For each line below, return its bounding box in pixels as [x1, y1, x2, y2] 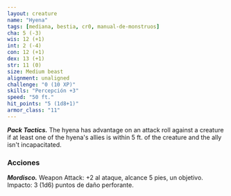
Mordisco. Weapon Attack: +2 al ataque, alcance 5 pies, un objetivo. [7, 174, 203, 182]
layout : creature [7, 10, 58, 17]
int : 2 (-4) [7, 42, 42, 49]
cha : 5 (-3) [7, 29, 42, 37]
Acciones [7, 157, 40, 167]
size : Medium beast [7, 68, 64, 75]
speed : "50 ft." [7, 94, 54, 101]
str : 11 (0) [7, 62, 42, 69]
